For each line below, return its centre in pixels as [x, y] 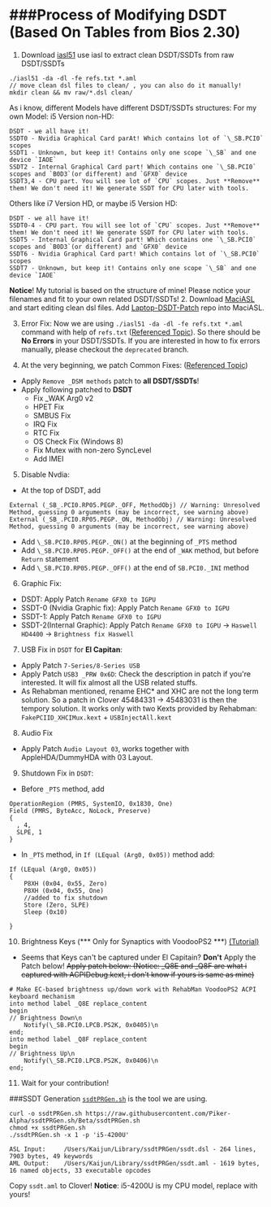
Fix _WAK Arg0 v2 [63, 398]
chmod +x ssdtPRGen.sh [47, 1128]
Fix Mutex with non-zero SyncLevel [92, 450]
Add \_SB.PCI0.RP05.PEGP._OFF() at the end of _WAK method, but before [140, 550]
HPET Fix [48, 407]
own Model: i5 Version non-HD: [62, 116]
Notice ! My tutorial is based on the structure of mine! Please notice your [130, 290]
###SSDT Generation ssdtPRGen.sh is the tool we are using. [108, 1098]
